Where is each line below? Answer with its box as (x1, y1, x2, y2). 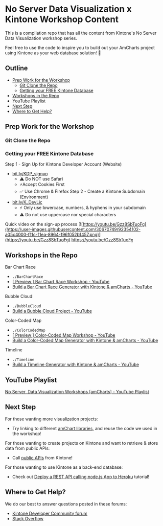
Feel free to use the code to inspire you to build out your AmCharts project (5, 45, 155, 50)
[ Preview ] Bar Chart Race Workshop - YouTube (12, 279, 110, 285)
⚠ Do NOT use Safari (19, 176, 63, 182)
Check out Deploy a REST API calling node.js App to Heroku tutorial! (12, 474, 150, 480)
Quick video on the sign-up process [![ (5, 221, 83, 227)
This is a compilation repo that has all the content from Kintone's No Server (5, 30, 157, 36)
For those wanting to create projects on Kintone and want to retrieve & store (5, 440, 158, 446)
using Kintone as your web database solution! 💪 (5, 50, 101, 56)
